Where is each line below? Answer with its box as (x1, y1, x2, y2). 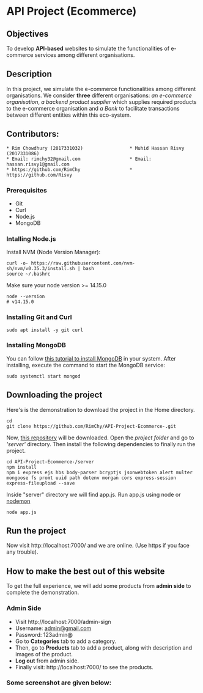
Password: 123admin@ (15, 631, 73, 638)
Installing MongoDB (6, 341, 66, 350)
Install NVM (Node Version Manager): (6, 249, 101, 256)
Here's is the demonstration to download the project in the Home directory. (6, 406, 196, 413)
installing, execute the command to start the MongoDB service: (6, 361, 165, 369)
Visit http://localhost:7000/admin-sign (15, 618, 111, 625)
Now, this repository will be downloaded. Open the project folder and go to (6, 434, 194, 441)
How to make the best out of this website (6, 566, 165, 576)
